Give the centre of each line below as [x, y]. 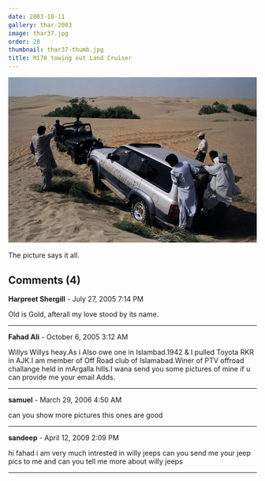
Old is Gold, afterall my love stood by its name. [84, 314]
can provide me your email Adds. [62, 377]
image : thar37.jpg [38, 33]
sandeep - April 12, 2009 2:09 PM [64, 438]
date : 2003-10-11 [37, 17]
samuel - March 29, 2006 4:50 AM [65, 400]
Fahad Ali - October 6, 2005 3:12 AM [68, 337]
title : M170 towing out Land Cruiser [70, 58]
